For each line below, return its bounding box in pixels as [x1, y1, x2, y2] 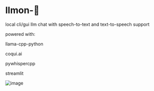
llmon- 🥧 [5, 5, 40, 16]
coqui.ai [5, 51, 22, 57]
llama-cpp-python [5, 40, 43, 47]
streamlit [5, 70, 24, 76]
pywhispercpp [5, 60, 36, 66]
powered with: [5, 31, 36, 37]
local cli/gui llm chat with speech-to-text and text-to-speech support [5, 21, 150, 27]
